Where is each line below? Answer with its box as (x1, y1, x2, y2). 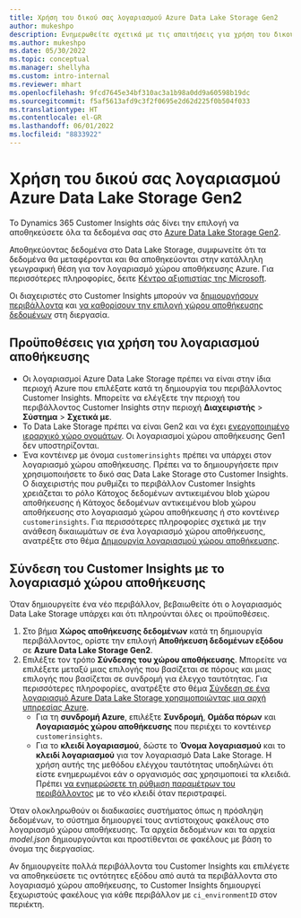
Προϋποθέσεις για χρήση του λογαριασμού (9, 336, 260, 351)
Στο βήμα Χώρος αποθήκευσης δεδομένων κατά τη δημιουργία (21, 625, 262, 637)
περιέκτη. (9, 899, 45, 910)
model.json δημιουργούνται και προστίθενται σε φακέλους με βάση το (9, 834, 272, 844)
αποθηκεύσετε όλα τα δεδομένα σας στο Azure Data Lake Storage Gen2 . (9, 226, 281, 238)
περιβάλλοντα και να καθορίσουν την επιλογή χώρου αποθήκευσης (9, 300, 264, 310)
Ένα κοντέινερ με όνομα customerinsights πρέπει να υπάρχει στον (21, 450, 271, 460)
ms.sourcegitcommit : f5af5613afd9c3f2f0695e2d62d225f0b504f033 (9, 96, 251, 106)
